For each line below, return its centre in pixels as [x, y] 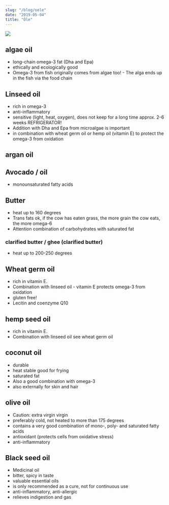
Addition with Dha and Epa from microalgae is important [71, 128]
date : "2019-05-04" [26, 15]
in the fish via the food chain [42, 78]
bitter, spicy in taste [33, 475]
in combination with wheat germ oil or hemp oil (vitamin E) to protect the [88, 133]
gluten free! [25, 298]
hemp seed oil [28, 319]
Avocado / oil [26, 172]
